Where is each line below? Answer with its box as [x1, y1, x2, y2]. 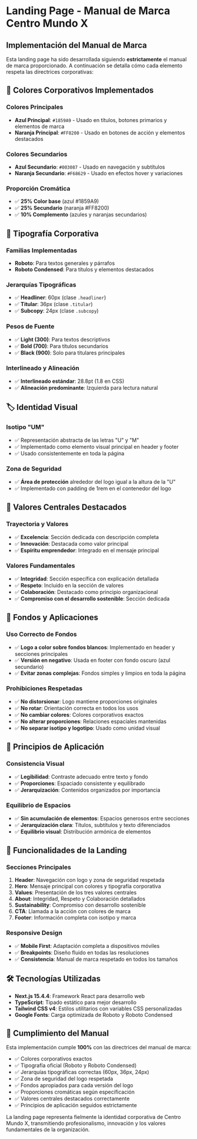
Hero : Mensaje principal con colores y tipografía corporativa [14, 883, 162, 890]
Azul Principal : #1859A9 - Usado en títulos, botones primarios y [14, 116, 168, 123]
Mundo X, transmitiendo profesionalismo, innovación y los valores [6, 1120, 166, 1127]
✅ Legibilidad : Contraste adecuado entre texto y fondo [14, 773, 148, 780]
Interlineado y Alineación [6, 364, 79, 372]
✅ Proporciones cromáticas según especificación [14, 1088, 135, 1095]
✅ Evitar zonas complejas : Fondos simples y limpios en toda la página [14, 669, 186, 677]
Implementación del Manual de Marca [6, 40, 147, 50]
